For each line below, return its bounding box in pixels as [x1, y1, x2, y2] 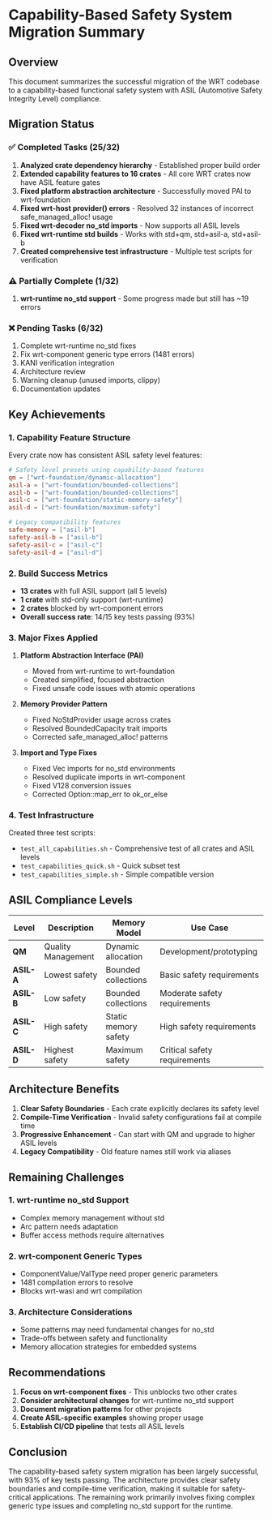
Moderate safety [159, 988, 223, 999]
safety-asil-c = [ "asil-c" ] [8, 541, 104, 549]
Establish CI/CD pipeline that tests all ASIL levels [19, 1422, 185, 1431]
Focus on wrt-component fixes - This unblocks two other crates [19, 1387, 237, 1397]
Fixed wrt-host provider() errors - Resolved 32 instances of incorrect [19, 203, 254, 212]
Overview [8, 55, 59, 69]
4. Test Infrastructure [8, 809, 95, 821]
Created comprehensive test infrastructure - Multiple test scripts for [19, 246, 253, 256]
